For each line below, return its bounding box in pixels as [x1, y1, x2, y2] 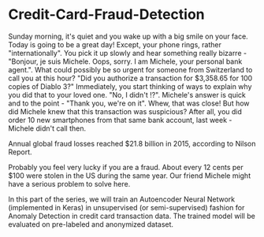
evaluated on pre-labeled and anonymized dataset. [8, 219, 174, 229]
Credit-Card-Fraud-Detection [8, 6, 205, 24]
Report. [8, 147, 33, 157]
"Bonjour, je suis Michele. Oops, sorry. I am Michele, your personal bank [8, 57, 243, 66]
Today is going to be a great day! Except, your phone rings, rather [8, 39, 222, 49]
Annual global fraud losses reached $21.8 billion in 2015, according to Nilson [8, 139, 256, 148]
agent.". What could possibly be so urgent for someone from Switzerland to [8, 65, 253, 74]
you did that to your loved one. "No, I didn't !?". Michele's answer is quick [8, 90, 247, 99]
